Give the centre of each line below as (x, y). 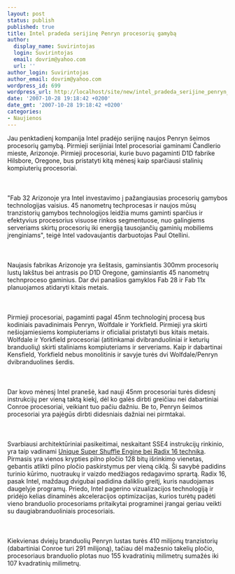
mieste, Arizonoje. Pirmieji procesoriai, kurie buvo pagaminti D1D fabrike (111, 153)
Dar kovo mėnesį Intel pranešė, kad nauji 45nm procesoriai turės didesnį (111, 392)
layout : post (26, 14)
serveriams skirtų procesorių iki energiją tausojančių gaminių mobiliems (110, 227)
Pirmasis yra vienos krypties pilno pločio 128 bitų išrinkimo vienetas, (106, 459)
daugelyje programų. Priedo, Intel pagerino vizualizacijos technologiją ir (111, 488)
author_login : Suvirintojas (48, 72)
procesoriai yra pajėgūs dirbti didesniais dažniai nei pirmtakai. (97, 414)
